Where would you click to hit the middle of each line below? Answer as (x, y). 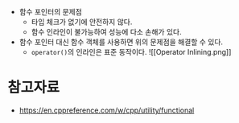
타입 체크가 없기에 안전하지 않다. (82, 22)
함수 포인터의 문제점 (50, 12)
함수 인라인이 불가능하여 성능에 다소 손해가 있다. (106, 32)
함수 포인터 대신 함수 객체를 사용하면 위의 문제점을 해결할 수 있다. (121, 42)
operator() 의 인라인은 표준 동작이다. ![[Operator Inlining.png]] (131, 52)
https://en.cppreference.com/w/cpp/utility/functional (107, 110)
